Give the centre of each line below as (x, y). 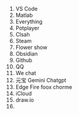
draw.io (25, 100)
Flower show (31, 47)
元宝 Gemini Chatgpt (41, 80)
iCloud (24, 94)
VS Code (26, 9)
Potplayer (27, 28)
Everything (29, 21)
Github (24, 60)
